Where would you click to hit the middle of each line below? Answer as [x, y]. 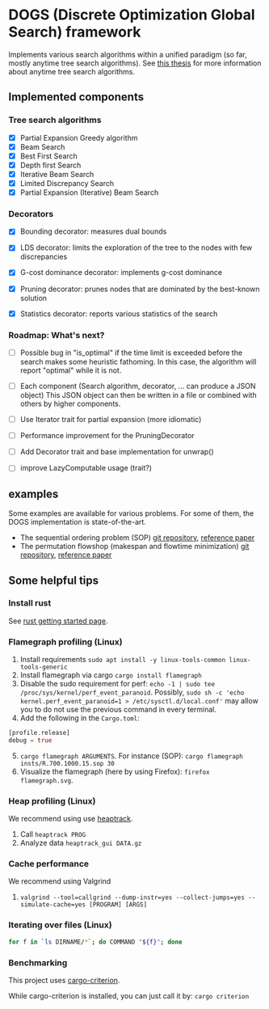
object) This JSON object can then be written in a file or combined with [138, 395]
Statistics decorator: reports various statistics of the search [119, 314]
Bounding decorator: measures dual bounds [93, 231]
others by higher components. [70, 404]
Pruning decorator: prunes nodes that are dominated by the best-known [140, 289]
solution [33, 298]
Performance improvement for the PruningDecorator [107, 436]
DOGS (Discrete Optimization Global [132, 15]
